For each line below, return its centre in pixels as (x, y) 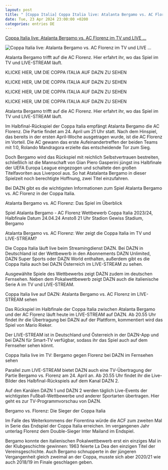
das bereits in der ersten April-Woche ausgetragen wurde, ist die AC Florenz (84, 137)
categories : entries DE (30, 24)
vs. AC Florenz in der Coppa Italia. (40, 194)
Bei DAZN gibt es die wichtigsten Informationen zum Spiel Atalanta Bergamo (84, 188)
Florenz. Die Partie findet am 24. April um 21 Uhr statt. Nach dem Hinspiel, (81, 132)
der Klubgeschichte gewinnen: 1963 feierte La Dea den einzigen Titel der (80, 446)
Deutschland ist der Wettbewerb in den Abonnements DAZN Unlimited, (78, 254)
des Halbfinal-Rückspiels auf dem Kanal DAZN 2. (68, 381)
